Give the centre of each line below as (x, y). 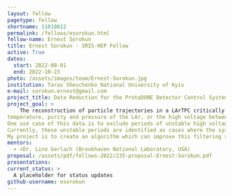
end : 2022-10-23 (37, 72)
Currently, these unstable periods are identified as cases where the (111, 130)
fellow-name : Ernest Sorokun (49, 40)
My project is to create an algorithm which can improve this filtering (114, 136)
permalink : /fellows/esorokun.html (59, 33)
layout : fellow (29, 14)
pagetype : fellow (32, 20)
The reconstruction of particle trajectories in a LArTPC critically (122, 111)
